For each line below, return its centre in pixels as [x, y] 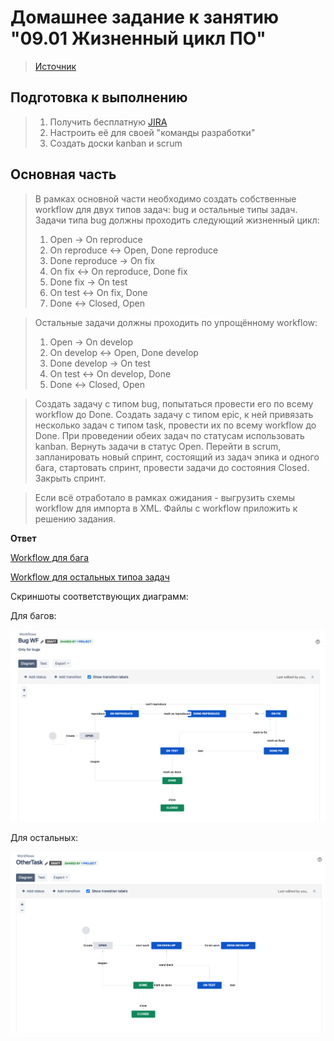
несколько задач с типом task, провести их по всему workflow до [175, 425]
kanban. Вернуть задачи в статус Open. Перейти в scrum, [158, 446]
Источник [55, 66]
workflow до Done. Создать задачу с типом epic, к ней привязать [174, 414]
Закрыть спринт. [70, 478]
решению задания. [75, 518]
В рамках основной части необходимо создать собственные [165, 198]
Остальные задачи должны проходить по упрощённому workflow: [176, 322]
